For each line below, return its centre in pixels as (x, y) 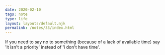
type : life (16, 19)
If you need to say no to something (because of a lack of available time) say (82, 42)
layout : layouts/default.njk (35, 23)
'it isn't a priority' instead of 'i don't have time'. (53, 47)
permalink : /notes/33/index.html (40, 28)
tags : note (16, 14)
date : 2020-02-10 (23, 10)
